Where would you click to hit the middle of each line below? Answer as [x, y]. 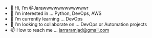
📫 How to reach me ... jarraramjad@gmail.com [60, 30]
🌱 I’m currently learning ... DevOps [46, 19]
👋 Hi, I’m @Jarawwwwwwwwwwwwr [49, 8]
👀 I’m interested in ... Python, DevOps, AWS [56, 13]
